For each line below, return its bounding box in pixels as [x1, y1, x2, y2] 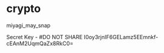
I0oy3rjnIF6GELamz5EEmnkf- [84, 33, 159, 40]
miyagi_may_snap [6, 22, 51, 29]
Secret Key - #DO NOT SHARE [6, 33, 83, 40]
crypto [6, 2, 41, 16]
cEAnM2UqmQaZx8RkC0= [6, 40, 74, 47]
